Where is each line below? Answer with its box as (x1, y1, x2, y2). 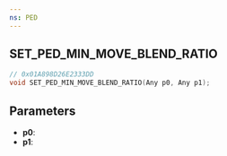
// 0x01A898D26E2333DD (9, 70, 94, 79)
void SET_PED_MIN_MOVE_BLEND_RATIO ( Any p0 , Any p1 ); (9, 78, 211, 88)
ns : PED (9, 13, 39, 22)
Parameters (9, 103, 76, 118)
